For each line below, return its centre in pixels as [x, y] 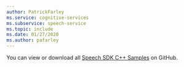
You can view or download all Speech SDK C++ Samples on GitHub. [92, 58]
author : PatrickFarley [35, 12]
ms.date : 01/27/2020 [33, 35]
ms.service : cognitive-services [48, 18]
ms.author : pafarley [33, 40]
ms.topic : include [30, 29]
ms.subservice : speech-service [46, 23]
